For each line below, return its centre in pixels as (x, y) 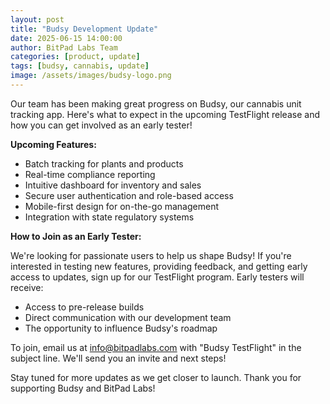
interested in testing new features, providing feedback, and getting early (159, 266)
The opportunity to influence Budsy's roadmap (121, 328)
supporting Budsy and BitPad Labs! (83, 388)
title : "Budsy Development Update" (84, 29)
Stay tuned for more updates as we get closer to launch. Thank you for (156, 377)
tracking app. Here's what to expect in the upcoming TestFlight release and (165, 114)
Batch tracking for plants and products (104, 163)
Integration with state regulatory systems (109, 217)
